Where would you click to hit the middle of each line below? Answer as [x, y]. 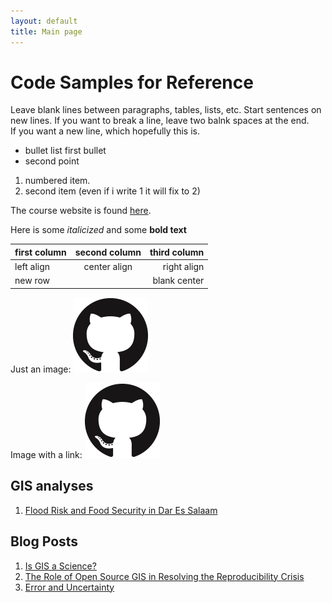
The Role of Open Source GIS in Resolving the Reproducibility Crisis [164, 576]
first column [40, 252]
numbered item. [57, 181]
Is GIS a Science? [60, 566]
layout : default [44, 21]
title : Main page [46, 31]
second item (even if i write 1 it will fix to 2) [112, 191]
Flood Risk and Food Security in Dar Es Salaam [121, 510]
